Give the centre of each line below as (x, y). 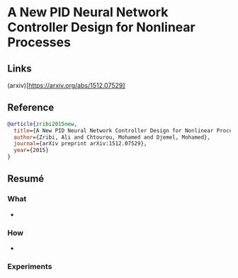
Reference (31, 108)
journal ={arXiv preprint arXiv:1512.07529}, (80, 144)
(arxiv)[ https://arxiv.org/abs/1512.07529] (66, 85)
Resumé (26, 179)
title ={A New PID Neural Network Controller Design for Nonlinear (114, 131)
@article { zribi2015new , (42, 124)
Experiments (30, 266)
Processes (39, 42)
